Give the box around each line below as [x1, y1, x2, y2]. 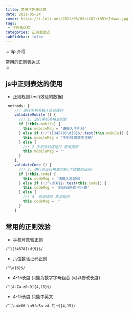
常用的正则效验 [5, 223, 51, 231]
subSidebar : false [5, 35, 43, 40]
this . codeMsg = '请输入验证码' [23, 176, 83, 181]
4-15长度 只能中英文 [12, 293, 53, 299]
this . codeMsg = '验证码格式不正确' [23, 185, 90, 190]
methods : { [7, 103, 30, 108]
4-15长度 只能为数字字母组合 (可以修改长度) [12, 274, 101, 280]
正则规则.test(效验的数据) [12, 93, 64, 99]
